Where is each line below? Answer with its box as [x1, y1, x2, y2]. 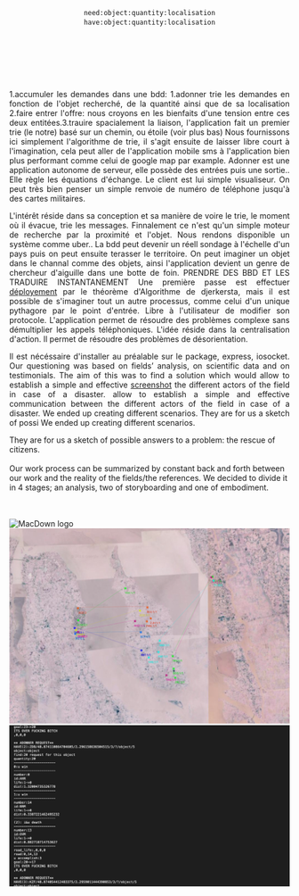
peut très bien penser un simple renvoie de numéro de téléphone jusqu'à [9, 184, 290, 194]
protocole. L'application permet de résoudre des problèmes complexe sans [9, 315, 290, 325]
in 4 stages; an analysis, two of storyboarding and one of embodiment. [9, 482, 270, 493]
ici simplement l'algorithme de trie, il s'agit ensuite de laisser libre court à [9, 137, 290, 146]
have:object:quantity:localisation [83, 18, 216, 27]
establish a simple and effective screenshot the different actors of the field [9, 379, 290, 390]
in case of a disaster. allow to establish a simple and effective [9, 389, 290, 399]
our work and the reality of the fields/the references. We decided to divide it [9, 473, 287, 483]
